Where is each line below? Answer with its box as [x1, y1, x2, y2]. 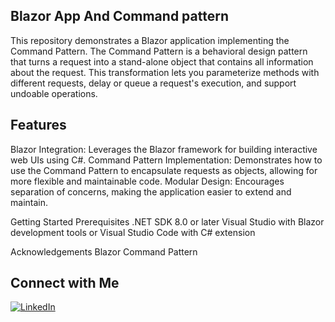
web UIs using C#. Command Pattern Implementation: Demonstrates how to [10, 154, 323, 166]
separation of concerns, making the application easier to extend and [10, 185, 292, 198]
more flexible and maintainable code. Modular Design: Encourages [10, 175, 285, 187]
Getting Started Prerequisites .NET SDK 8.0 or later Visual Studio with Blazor [10, 215, 325, 228]
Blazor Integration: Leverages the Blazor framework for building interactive [10, 143, 318, 155]
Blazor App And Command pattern [10, 8, 229, 25]
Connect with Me [10, 275, 120, 292]
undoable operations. [10, 87, 98, 99]
